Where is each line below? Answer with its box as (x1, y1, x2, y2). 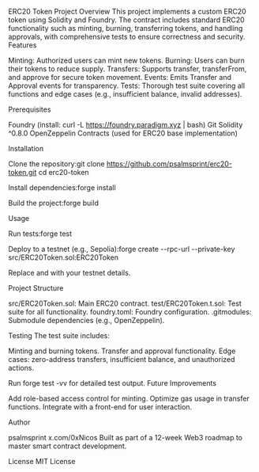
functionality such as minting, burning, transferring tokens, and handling (8, 24, 243, 32)
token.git (8, 168, 37, 177)
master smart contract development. (8, 441, 127, 451)
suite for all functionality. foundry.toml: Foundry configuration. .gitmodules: (8, 307, 252, 316)
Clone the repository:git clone (8, 159, 105, 169)
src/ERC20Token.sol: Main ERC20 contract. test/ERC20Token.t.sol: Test (8, 299, 242, 308)
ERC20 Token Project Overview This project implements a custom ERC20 (8, 7, 246, 16)
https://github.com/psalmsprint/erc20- (106, 159, 233, 169)
